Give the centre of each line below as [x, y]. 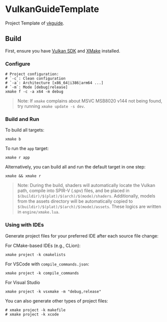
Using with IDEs [24, 225]
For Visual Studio [23, 282]
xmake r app [17, 158]
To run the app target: [27, 148]
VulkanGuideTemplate [52, 9]
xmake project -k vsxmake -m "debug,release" [53, 291]
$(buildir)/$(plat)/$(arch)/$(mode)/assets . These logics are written [89, 206]
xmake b [13, 139]
